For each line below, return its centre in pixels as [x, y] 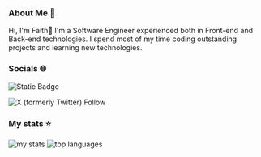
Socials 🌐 [28, 69]
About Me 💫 [32, 13]
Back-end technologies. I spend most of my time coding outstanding [123, 39]
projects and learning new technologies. [75, 48]
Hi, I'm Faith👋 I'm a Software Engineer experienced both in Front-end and [131, 31]
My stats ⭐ [30, 123]
